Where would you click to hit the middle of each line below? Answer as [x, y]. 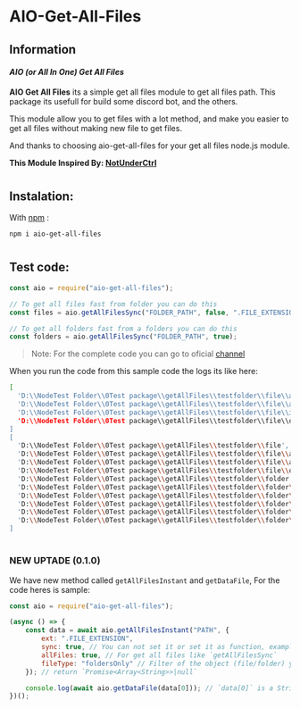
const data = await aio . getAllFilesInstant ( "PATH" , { [127, 630]
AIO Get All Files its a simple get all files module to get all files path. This [142, 92]
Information [43, 50]
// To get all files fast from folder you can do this [113, 304]
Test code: [39, 267]
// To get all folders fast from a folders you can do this [124, 329]
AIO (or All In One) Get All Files [67, 72]
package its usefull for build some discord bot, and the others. [124, 101]
